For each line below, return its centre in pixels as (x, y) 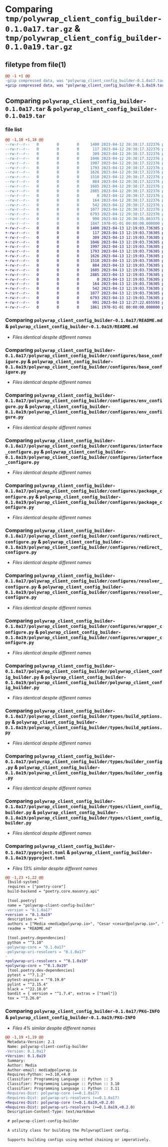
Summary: (16, 1060)
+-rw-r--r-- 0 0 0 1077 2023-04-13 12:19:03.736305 (82, 293)
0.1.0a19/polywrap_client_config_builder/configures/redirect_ (84, 547)
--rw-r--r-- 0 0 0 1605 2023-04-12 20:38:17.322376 (82, 186)
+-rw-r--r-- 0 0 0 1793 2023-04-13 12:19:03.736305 (82, 251)
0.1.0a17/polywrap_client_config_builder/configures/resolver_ (84, 581)
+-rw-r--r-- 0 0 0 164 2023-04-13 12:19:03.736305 (82, 284)
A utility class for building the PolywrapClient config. (69, 1130)
